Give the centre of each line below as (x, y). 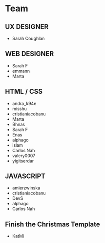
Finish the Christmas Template (52, 224)
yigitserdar (23, 161)
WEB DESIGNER (30, 54)
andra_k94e (24, 103)
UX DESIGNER (27, 27)
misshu (19, 108)
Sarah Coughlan (28, 38)
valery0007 (24, 156)
